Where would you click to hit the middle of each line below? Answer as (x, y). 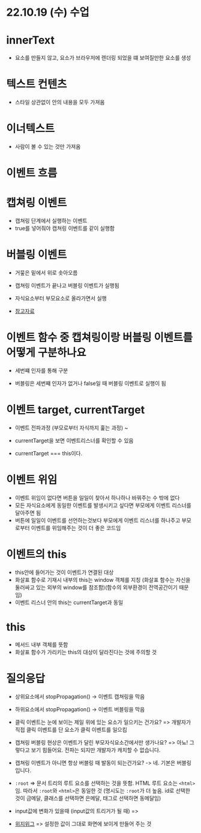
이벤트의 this (37, 554)
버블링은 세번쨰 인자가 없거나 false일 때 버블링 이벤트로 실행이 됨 (90, 383)
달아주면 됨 (28, 513)
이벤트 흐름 (32, 173)
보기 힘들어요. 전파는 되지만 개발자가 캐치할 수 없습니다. (96, 750)
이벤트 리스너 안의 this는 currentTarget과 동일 (69, 602)
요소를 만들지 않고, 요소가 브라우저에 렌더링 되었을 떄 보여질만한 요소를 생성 (103, 58)
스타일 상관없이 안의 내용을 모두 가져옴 (60, 102)
